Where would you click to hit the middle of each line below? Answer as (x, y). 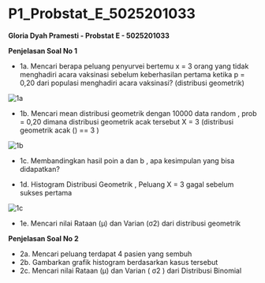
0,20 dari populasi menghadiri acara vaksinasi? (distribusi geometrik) (132, 83)
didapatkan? (40, 169)
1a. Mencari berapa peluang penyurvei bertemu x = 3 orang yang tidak (134, 66)
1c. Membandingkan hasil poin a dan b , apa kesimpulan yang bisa (127, 160)
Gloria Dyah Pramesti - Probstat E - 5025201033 (89, 35)
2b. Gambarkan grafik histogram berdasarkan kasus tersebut (119, 262)
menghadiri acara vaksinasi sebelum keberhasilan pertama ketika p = (132, 74)
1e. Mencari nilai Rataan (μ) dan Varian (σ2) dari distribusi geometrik (130, 223)
